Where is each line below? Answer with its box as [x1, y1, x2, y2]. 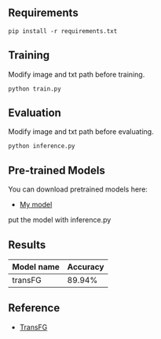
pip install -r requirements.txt [8, 27, 118, 35]
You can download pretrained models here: [8, 184, 148, 194]
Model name [12, 262, 60, 273]
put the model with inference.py [8, 215, 112, 225]
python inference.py [8, 142, 76, 151]
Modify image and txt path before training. [8, 69, 145, 79]
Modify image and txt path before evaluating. [8, 127, 155, 136]
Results [8, 238, 46, 251]
